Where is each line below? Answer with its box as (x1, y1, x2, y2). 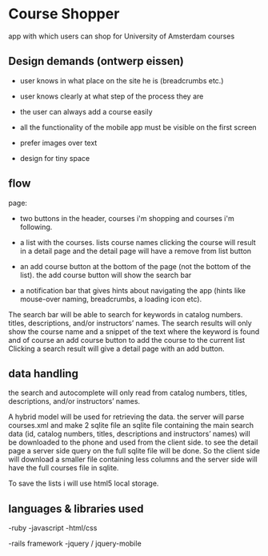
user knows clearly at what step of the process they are (19, 91, 204, 101)
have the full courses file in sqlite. (8, 463, 119, 473)
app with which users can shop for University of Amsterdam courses (8, 31, 235, 41)
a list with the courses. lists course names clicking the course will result (19, 237, 256, 247)
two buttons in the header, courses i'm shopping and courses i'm (19, 213, 234, 223)
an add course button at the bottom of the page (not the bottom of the (19, 261, 251, 271)
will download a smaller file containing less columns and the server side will (8, 454, 258, 465)
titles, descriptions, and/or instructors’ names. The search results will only (8, 318, 252, 328)
